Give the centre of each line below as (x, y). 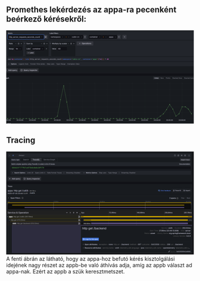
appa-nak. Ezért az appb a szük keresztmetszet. (65, 271)
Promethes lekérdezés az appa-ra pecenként (91, 10)
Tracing (21, 140)
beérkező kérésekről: (46, 19)
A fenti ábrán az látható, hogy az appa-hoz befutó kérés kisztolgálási (90, 259)
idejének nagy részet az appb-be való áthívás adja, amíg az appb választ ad (99, 265)
